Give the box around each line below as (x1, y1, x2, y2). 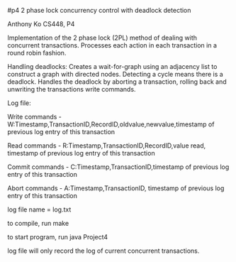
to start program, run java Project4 (7, 233, 108, 241)
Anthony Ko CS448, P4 (7, 20, 75, 28)
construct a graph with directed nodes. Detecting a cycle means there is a (7, 70, 223, 78)
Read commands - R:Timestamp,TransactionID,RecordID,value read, (7, 141, 206, 150)
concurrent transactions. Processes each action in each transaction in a (7, 41, 218, 49)
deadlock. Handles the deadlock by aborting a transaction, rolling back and (7, 77, 227, 86)
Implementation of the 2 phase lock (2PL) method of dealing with (7, 33, 197, 42)
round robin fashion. (7, 49, 67, 57)
